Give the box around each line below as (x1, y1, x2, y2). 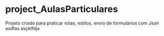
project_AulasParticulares (5, 3, 119, 15)
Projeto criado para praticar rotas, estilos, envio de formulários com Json (5, 20, 159, 26)
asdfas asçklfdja (5, 25, 40, 31)
